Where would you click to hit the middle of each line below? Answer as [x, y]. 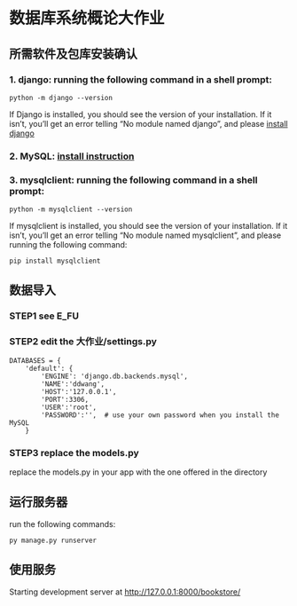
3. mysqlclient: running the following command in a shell [133, 180]
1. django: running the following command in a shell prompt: [141, 79]
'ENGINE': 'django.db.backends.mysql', [115, 376]
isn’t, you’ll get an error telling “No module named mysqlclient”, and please [145, 235]
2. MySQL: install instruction [72, 156]
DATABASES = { [35, 360]
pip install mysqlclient [55, 261]
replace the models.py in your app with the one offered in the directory [138, 472]
